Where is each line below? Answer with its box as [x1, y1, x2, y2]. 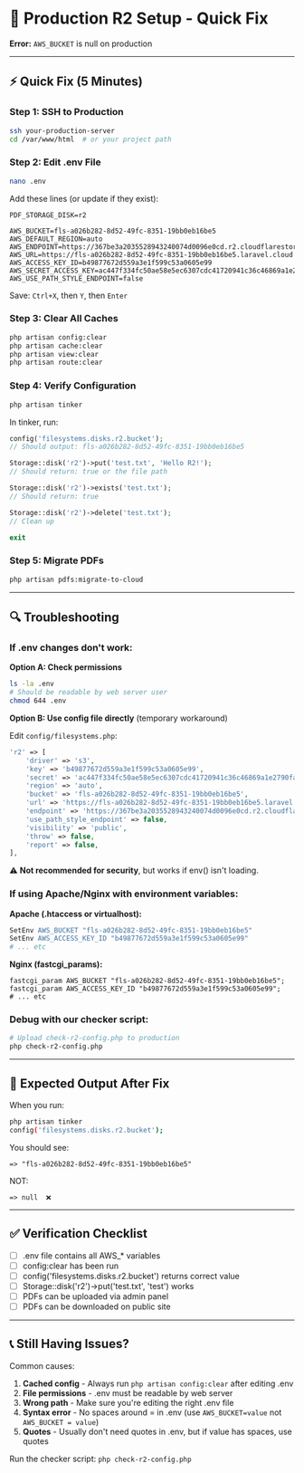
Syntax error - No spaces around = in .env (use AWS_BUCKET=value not [22, 1407, 282, 1418]
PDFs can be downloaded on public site [22, 1301, 171, 1312]
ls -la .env [9, 679, 54, 689]
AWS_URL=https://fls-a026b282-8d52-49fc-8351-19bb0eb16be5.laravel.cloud [9, 250, 294, 259]
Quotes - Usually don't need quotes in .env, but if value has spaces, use [22, 1426, 292, 1437]
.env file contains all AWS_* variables [22, 1249, 161, 1261]
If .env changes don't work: [9, 641, 133, 654]
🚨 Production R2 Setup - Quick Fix [9, 8, 269, 29]
